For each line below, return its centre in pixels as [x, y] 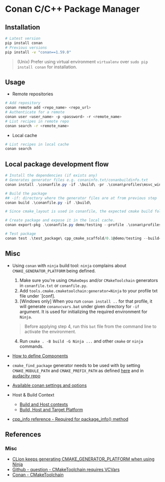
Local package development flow [57, 164]
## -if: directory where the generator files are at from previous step [81, 198]
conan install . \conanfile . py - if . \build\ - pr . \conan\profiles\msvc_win [83, 184]
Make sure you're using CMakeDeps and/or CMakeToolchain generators [89, 280]
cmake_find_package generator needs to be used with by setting [76, 365]
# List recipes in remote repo [37, 121]
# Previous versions [26, 48]
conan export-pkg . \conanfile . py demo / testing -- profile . [67, 225]
